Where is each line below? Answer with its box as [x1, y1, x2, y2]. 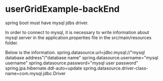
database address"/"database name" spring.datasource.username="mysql [5, 54, 159, 60]
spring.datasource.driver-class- [83, 65, 148, 71]
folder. [5, 40, 18, 45]
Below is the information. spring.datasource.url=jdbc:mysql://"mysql [5, 49, 145, 55]
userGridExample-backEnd [5, 3, 120, 15]
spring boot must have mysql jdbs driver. [5, 20, 89, 26]
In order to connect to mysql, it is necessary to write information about [5, 29, 150, 35]
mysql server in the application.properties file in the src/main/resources [5, 35, 152, 40]
